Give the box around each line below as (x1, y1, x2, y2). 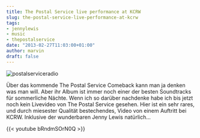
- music (6, 31, 26, 37)
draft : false (6, 53, 39, 59)
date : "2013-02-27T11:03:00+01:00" (6, 43, 95, 49)
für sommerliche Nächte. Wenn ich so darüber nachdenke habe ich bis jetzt (6, 94, 193, 101)
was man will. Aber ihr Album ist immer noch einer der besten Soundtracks (6, 88, 192, 95)
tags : (6, 20, 20, 26)
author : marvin (6, 48, 44, 54)
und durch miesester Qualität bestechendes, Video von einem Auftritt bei (6, 107, 187, 114)
